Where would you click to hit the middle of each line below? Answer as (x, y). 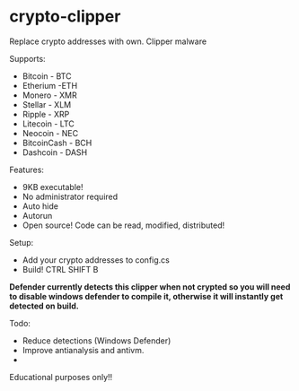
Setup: (22, 242)
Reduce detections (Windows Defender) (97, 340)
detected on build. (44, 306)
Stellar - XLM (47, 104)
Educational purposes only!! (61, 377)
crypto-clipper (65, 17)
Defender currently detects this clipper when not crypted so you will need (150, 287)
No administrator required (70, 196)
